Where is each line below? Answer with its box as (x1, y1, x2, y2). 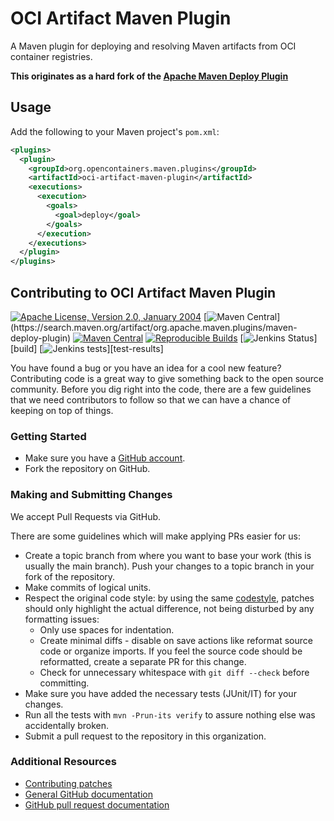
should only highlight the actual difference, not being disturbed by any (24, 602, 315, 614)
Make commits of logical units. (24, 581, 152, 593)
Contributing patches (24, 777, 113, 789)
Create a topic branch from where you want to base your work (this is (24, 549, 312, 561)
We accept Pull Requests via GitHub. (10, 510, 162, 522)
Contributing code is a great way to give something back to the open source (10, 372, 324, 384)
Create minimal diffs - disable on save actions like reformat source (39, 634, 313, 646)
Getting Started (10, 429, 87, 443)
